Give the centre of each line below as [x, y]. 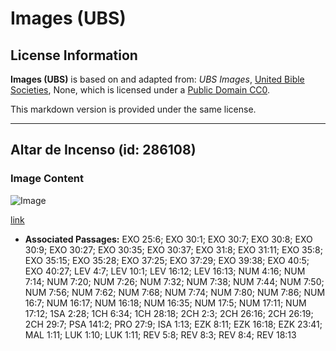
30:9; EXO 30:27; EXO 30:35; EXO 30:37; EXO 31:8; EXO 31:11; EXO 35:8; [173, 249]
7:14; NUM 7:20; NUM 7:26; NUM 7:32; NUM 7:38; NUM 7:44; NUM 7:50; [174, 281]
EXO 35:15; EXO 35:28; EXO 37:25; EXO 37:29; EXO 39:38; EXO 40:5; [167, 260]
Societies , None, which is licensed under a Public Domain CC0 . [140, 90]
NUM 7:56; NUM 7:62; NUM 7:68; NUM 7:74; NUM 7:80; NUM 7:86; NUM [175, 292]
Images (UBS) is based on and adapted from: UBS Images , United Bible [157, 79]
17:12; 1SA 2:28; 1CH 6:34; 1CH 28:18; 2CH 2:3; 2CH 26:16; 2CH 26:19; [169, 313]
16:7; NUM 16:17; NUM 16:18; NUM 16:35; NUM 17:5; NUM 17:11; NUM [165, 303]
